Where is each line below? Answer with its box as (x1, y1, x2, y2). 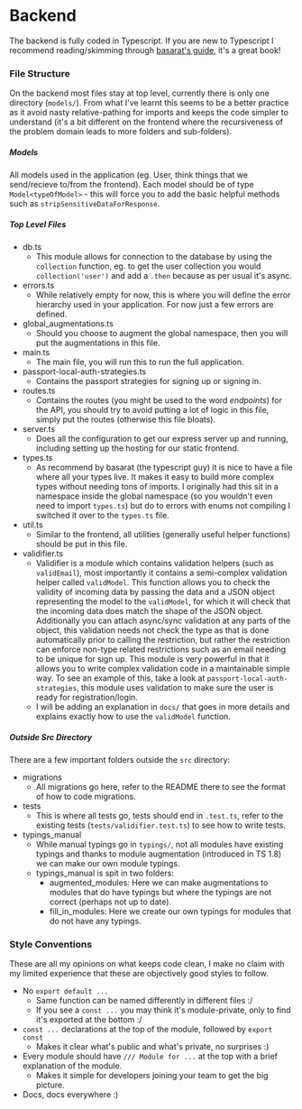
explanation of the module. (22, 1060, 123, 1071)
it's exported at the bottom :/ (35, 1014, 142, 1025)
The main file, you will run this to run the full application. (35, 357, 245, 368)
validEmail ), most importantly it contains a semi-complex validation (35, 567, 288, 578)
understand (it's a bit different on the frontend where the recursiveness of (9, 116, 284, 127)
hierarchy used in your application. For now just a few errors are (35, 299, 274, 310)
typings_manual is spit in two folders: (35, 867, 174, 879)
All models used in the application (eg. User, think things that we (9, 170, 248, 180)
